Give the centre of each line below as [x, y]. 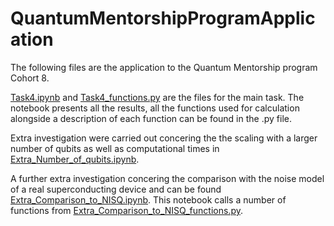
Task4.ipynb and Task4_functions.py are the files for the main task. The [157, 97]
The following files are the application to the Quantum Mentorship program [164, 67]
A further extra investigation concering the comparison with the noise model [167, 178]
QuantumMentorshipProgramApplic [163, 18]
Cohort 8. [30, 78]
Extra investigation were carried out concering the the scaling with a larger [164, 138]
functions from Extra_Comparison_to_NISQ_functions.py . [126, 210]
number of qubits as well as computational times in [115, 148]
